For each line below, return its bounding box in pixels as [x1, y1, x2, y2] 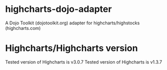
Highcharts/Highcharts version [5, 43, 138, 54]
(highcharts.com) [5, 25, 41, 31]
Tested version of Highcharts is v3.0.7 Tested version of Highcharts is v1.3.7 [5, 59, 162, 65]
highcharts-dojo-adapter [5, 3, 112, 15]
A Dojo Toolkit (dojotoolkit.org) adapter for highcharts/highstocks [5, 20, 140, 26]
